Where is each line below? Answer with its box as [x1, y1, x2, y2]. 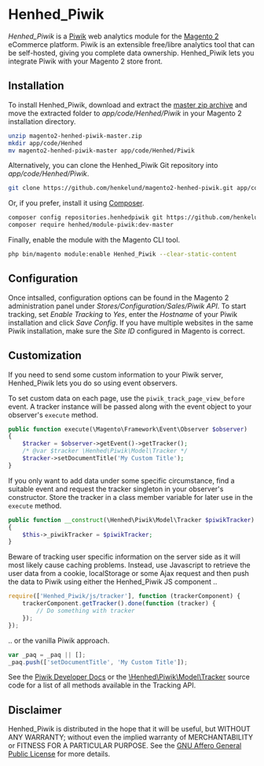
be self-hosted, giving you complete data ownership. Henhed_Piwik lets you [8, 48, 255, 57]
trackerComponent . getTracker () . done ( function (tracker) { [22, 600, 216, 607]
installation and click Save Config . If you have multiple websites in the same [8, 318, 254, 327]
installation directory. [8, 116, 76, 126]
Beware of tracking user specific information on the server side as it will [8, 552, 241, 562]
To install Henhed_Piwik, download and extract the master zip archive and [8, 100, 247, 109]
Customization [8, 349, 82, 363]
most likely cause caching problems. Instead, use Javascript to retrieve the [8, 560, 251, 570]
